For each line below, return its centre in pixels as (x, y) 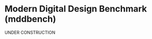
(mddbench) (31, 19)
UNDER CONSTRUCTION (30, 32)
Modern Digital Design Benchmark (76, 9)
